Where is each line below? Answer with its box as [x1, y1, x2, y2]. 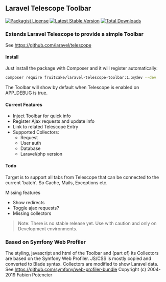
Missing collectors [12, 210, 52, 216]
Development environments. [17, 225, 78, 232]
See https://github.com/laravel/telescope [5, 42, 92, 48]
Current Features [5, 101, 42, 107]
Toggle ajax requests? [12, 205, 60, 211]
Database [20, 145, 41, 151]
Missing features [5, 189, 41, 196]
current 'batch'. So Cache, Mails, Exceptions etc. [5, 179, 108, 186]
